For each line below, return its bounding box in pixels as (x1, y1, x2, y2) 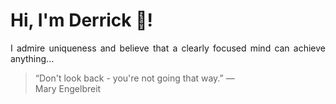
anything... (10, 52, 55, 64)
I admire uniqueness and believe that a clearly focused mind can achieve (10, 42, 326, 54)
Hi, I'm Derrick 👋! (10, 9, 153, 32)
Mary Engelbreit (34, 82, 102, 94)
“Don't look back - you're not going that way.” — (34, 72, 235, 84)
